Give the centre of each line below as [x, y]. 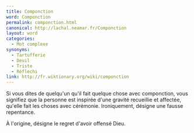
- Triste [22, 66]
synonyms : [18, 50]
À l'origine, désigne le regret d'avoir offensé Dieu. [66, 124]
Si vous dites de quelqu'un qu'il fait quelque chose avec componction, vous [97, 94]
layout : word [22, 33]
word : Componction [28, 17]
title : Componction [30, 11]
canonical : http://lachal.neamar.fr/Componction [66, 28]
